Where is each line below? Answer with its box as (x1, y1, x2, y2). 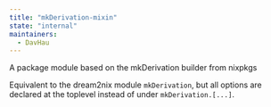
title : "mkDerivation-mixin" (9, 12, 118, 22)
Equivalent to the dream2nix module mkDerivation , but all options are (9, 79, 263, 90)
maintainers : (9, 29, 58, 38)
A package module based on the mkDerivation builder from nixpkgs (9, 62, 258, 73)
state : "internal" (9, 21, 78, 30)
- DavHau (17, 37, 50, 47)
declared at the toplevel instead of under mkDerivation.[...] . (9, 89, 234, 100)
